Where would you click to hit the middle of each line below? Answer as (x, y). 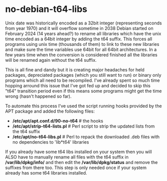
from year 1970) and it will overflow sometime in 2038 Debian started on (79, 28)
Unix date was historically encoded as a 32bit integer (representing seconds (83, 23)
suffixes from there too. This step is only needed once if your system (76, 168)
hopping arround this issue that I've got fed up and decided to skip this (78, 85)
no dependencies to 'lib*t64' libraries (51, 142)
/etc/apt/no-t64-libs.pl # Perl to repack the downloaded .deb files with (86, 137)
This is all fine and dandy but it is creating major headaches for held (75, 70)
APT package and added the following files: (50, 111)
